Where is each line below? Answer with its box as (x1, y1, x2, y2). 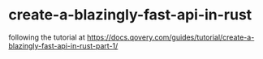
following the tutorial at (8, 32, 85, 42)
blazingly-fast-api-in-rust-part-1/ (8, 40, 119, 50)
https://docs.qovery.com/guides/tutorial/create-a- (86, 32, 255, 42)
